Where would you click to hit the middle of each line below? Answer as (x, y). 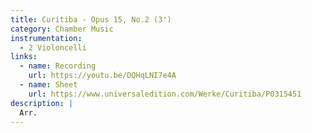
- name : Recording (58, 66)
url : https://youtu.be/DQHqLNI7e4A (102, 76)
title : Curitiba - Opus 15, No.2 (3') (91, 19)
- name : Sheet (48, 85)
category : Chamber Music (62, 29)
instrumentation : (46, 38)
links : (24, 57)
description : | (42, 103)
